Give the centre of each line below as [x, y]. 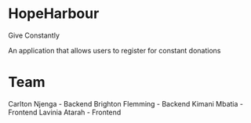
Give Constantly [34, 35]
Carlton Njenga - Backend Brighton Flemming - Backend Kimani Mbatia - [125, 103]
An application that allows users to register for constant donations [115, 50]
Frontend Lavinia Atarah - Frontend [65, 112]
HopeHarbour [54, 14]
